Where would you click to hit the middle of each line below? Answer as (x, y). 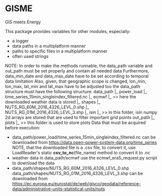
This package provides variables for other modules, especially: (68, 31)
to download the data (33, 163)
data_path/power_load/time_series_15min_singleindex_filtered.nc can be (84, 137)
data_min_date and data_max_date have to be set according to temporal (77, 76)
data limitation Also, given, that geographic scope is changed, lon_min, (76, 81)
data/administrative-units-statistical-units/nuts (58, 189)
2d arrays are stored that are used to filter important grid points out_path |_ (80, 117)
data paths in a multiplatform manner (49, 46)
